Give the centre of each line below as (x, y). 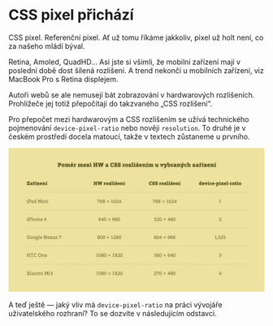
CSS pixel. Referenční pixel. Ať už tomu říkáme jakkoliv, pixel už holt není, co (136, 37)
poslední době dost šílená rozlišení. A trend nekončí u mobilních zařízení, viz (136, 70)
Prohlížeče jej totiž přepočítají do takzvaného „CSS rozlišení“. (110, 103)
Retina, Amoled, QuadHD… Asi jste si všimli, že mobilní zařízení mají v (125, 62)
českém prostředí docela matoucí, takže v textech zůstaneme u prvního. (129, 137)
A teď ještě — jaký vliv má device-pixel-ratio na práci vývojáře (115, 305)
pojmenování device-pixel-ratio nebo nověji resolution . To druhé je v (127, 128)
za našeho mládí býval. (47, 46)
